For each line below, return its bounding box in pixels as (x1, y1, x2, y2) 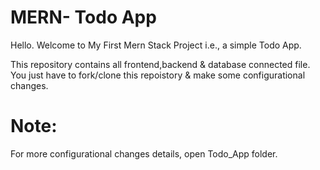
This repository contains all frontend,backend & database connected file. (10, 58, 311, 70)
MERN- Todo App (10, 6, 157, 29)
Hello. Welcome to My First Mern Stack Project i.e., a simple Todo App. (10, 39, 302, 51)
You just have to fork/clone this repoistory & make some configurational (10, 69, 306, 81)
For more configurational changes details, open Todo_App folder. (10, 147, 278, 160)
